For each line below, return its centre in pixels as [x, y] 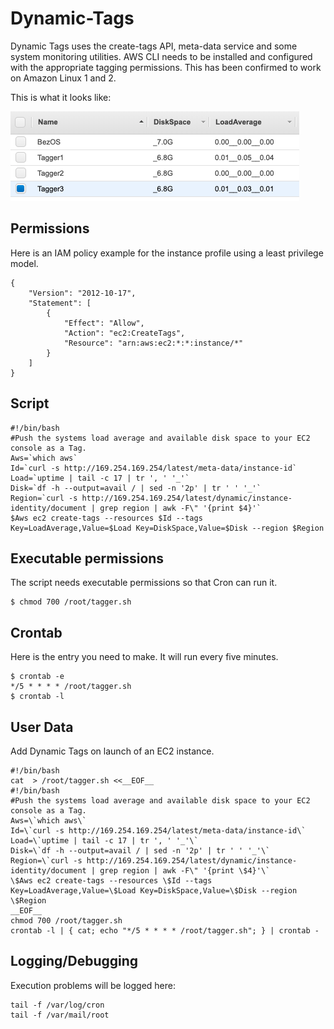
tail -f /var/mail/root [60, 1015]
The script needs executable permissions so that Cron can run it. [144, 583]
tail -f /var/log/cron [57, 1005]
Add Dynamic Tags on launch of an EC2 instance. [112, 751]
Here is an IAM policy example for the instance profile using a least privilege [167, 253]
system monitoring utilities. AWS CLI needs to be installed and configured [161, 56]
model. [24, 263]
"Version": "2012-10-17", [82, 293]
